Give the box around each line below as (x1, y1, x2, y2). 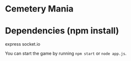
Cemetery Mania (5, 3, 74, 14)
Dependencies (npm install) (5, 25, 119, 37)
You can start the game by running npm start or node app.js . (5, 50, 127, 56)
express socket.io (5, 41, 40, 47)
